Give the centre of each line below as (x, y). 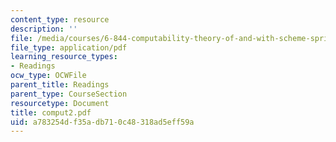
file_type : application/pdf (69, 47)
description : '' (44, 29)
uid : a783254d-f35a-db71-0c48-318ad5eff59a (102, 122)
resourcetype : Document (60, 103)
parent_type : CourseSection (69, 94)
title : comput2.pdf (51, 112)
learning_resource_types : (64, 57)
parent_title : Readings (60, 85)
